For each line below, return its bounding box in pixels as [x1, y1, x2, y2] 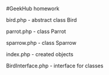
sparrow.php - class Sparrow [6, 40, 77, 46]
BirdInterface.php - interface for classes [6, 62, 104, 69]
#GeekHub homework [6, 5, 60, 12]
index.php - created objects [6, 51, 74, 58]
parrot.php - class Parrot [6, 28, 67, 35]
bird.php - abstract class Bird [6, 17, 77, 23]
